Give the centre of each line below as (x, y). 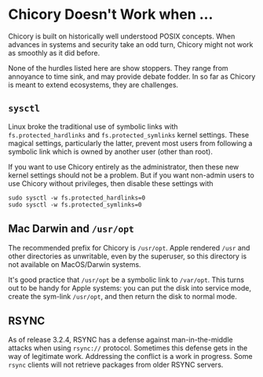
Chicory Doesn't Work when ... (111, 15)
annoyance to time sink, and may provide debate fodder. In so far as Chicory (132, 76)
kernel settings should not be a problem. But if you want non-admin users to (131, 175)
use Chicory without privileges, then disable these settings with (111, 183)
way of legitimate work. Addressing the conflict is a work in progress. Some (130, 357)
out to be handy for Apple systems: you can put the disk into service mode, (130, 287)
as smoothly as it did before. (54, 53)
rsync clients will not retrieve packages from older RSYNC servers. (116, 365)
